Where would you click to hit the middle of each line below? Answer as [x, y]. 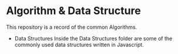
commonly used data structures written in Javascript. [79, 45]
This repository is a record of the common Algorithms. [72, 27]
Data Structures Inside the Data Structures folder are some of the [93, 38]
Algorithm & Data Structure [73, 11]
